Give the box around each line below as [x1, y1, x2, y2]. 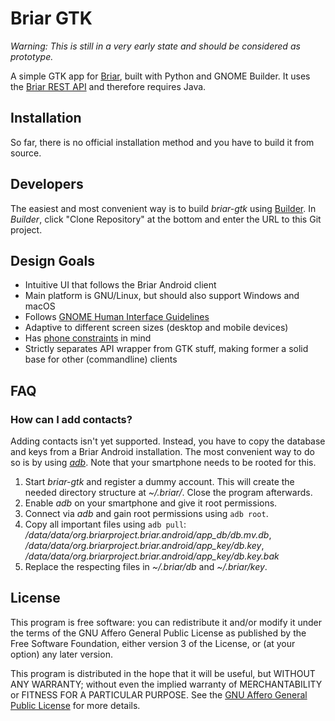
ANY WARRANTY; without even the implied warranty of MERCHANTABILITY [10, 678, 323, 690]
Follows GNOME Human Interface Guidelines [24, 311, 210, 323]
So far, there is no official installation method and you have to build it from [10, 136, 315, 148]
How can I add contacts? [10, 412, 133, 426]
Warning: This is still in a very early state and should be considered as [10, 40, 301, 52]
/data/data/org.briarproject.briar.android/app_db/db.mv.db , [24, 529, 272, 541]
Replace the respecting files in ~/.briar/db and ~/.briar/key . [24, 561, 268, 573]
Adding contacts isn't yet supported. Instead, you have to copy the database [10, 435, 326, 447]
